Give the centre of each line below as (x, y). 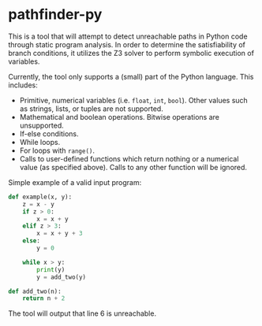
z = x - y (39, 204)
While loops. (40, 142)
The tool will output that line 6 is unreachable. (82, 313)
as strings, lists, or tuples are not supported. (91, 109)
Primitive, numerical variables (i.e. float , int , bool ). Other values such (134, 100)
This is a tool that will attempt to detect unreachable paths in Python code (128, 36)
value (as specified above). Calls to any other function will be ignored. (133, 167)
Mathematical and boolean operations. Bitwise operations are (119, 117)
